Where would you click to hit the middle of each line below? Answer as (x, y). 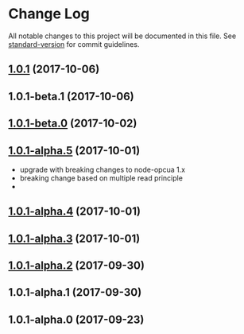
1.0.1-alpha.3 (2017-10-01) (74, 238)
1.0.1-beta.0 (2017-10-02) (73, 124)
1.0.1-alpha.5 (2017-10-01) (74, 151)
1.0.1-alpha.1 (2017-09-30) (75, 292)
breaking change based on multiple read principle (101, 178)
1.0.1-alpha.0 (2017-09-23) (76, 319)
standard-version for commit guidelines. (74, 44)
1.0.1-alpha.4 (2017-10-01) (75, 212)
